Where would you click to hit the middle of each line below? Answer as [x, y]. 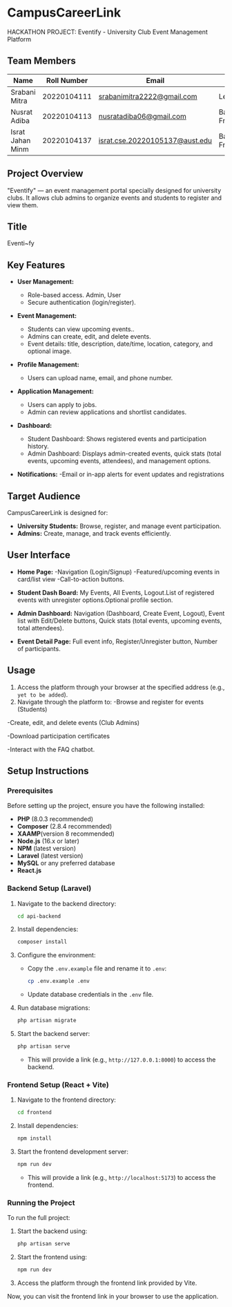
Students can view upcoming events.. [81, 329]
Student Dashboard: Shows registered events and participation [117, 439]
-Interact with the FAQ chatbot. [51, 749]
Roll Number [67, 80]
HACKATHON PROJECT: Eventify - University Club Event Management [108, 32]
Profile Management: [48, 365]
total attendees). [40, 628]
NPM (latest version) [46, 849]
